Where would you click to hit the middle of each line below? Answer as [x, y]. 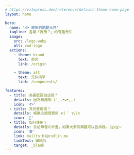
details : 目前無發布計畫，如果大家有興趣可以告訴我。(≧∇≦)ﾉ [68, 127]
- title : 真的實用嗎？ [30, 109]
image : [16, 37]
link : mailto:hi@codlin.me [41, 136]
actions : [18, 50]
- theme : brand [29, 55]
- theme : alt [27, 73]
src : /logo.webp [30, 41]
